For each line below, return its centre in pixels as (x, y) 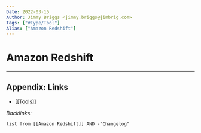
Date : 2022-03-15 (28, 12)
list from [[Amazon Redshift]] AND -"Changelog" (68, 124)
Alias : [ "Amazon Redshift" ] (41, 28)
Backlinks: (19, 113)
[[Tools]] (25, 101)
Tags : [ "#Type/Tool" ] (33, 23)
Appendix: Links (37, 87)
